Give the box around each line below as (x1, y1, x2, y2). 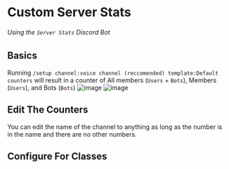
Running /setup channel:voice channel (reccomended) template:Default (7, 68, 219, 77)
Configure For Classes (7, 151, 107, 163)
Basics (7, 50, 37, 62)
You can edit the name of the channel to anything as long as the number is (7, 123, 223, 131)
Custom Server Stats (7, 4, 131, 20)
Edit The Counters (7, 104, 89, 116)
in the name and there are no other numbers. (7, 130, 137, 138)
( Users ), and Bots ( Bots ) (7, 83, 76, 92)
